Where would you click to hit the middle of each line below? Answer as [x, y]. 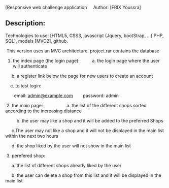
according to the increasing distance [44, 111]
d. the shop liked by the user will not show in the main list [71, 146]
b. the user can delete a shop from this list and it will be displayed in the [86, 175]
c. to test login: [26, 85]
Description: [25, 23]
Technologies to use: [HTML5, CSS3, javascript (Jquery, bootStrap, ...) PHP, [84, 36]
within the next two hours [32, 136]
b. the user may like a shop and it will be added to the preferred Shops [90, 120]
